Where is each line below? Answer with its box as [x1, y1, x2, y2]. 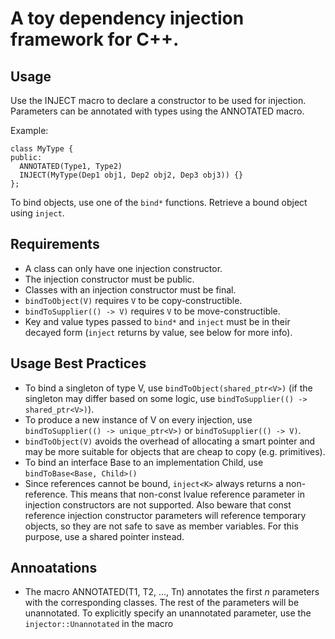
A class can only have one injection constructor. [24, 262, 223, 274]
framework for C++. [10, 28, 180, 51]
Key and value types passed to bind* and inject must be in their [24, 315, 291, 327]
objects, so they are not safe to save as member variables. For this [24, 520, 299, 532]
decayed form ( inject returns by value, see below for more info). [24, 326, 293, 338]
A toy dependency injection [10, 7, 245, 30]
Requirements [10, 236, 100, 253]
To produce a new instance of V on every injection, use [24, 413, 253, 426]
